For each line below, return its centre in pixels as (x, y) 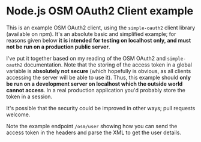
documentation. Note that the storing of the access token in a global (108, 65)
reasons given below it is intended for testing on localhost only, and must (99, 40)
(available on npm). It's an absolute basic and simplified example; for (91, 34)
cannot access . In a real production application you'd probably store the (96, 90)
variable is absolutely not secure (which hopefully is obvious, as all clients (99, 71)
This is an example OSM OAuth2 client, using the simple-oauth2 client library (101, 28)
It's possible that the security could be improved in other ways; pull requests (101, 108)
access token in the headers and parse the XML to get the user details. (94, 132)
